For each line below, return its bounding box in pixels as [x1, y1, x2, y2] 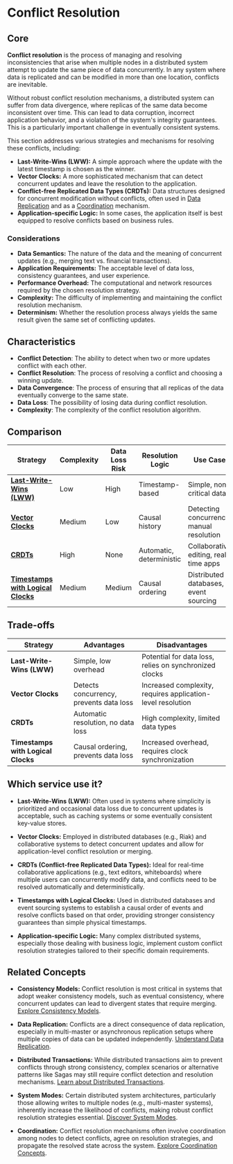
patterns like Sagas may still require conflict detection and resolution [17, 1070, 214, 1079]
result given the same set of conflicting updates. [17, 315, 156, 324]
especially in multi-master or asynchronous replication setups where [17, 1027, 214, 1036]
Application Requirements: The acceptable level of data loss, [17, 264, 195, 272]
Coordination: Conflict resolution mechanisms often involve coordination [17, 1127, 226, 1135]
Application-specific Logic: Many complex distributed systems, [17, 931, 201, 940]
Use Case [193, 455, 226, 464]
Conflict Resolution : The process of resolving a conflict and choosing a [17, 369, 223, 377]
